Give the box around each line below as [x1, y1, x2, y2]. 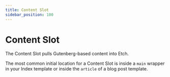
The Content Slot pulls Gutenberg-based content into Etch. [5, 51, 129, 57]
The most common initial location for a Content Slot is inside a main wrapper [5, 60, 165, 66]
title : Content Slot [5, 7, 50, 13]
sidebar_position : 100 [5, 12, 54, 17]
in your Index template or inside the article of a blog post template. [5, 66, 148, 72]
